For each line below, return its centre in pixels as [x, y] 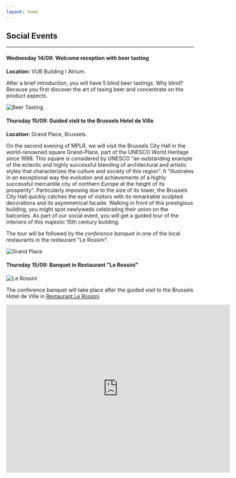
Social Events [32, 36]
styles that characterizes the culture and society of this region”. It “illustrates [100, 171]
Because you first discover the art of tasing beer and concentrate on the [95, 89]
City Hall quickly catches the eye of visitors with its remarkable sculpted [95, 196]
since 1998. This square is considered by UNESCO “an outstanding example [99, 158]
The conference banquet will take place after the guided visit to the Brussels [100, 290]
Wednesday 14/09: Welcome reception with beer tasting [77, 58]
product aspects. [27, 96]
